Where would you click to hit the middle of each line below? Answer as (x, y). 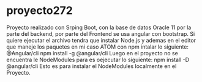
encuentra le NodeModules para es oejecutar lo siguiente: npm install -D (98, 60)
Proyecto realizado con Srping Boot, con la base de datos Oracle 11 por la (99, 27)
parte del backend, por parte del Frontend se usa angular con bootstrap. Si (101, 33)
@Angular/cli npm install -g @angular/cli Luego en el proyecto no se (92, 53)
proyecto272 (40, 11)
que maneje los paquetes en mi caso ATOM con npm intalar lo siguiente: (97, 47)
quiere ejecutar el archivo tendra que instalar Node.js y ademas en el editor (101, 40)
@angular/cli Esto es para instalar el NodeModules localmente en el (92, 66)
